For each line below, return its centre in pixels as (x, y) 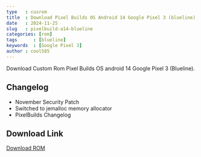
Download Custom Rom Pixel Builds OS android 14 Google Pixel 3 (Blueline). (101, 68)
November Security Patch (47, 102)
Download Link (35, 133)
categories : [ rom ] (29, 34)
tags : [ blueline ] (36, 40)
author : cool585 (28, 51)
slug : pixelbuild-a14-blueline (50, 29)
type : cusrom (27, 12)
